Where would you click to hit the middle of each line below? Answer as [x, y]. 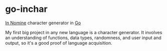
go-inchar [26, 9]
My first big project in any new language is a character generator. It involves [84, 32]
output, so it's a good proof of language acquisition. [59, 43]
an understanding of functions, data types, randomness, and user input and [83, 38]
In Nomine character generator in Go [43, 23]
